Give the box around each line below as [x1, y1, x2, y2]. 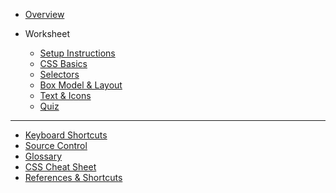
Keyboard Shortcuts [24, 129, 108, 141]
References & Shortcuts [24, 172, 123, 183]
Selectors [39, 69, 80, 80]
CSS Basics [39, 58, 88, 69]
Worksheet [24, 28, 71, 39]
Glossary [24, 150, 63, 162]
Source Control [24, 140, 88, 151]
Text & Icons [39, 90, 92, 101]
